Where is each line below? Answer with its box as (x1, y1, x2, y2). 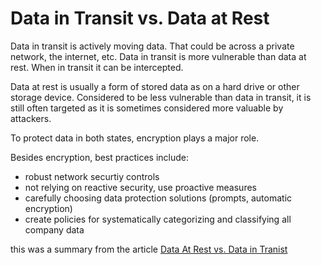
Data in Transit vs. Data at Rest (10, 7, 270, 30)
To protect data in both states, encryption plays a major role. (10, 132, 260, 144)
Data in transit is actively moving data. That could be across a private (10, 40, 295, 52)
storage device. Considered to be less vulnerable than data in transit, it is (10, 91, 312, 103)
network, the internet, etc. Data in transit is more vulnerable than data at (10, 50, 307, 62)
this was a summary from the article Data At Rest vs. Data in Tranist (10, 243, 288, 255)
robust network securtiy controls (24, 170, 160, 182)
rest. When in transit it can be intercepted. (10, 61, 184, 73)
